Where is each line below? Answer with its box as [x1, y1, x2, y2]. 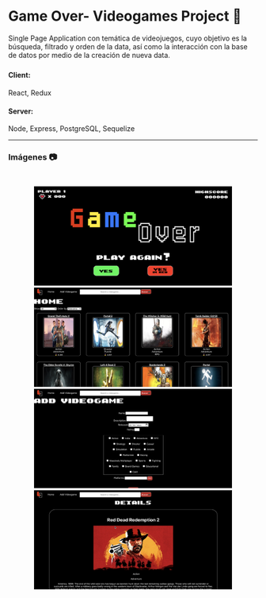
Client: [8, 71, 31, 80]
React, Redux [8, 87, 51, 98]
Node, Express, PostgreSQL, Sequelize [8, 124, 135, 133]
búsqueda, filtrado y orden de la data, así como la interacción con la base [8, 41, 248, 51]
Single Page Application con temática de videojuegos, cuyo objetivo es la [8, 33, 248, 43]
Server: [8, 106, 34, 116]
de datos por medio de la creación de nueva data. [8, 50, 170, 60]
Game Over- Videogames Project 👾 [8, 7, 242, 25]
